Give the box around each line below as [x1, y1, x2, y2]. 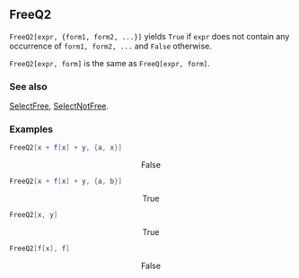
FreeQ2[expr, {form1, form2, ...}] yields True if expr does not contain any [9, 30, 290, 41]
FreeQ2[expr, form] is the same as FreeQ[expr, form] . [9, 57, 211, 68]
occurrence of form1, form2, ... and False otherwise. [9, 40, 213, 51]
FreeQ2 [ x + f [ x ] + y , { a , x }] [9, 143, 123, 152]
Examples [9, 123, 54, 135]
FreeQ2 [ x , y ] [9, 211, 58, 220]
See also [9, 80, 48, 92]
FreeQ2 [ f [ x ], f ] [9, 244, 70, 254]
